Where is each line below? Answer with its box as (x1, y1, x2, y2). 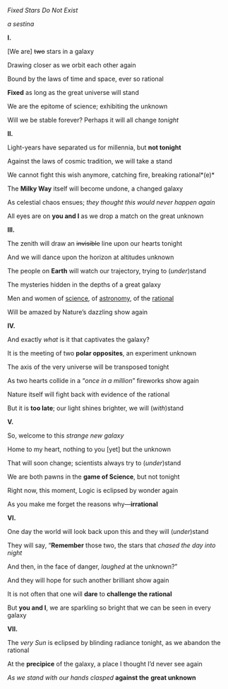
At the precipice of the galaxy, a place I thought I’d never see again (7, 660, 203, 668)
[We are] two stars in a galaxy (7, 47, 94, 55)
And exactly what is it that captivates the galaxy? (7, 336, 150, 343)
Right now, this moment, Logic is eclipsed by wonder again (7, 486, 179, 494)
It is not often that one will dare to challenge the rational (7, 590, 172, 598)
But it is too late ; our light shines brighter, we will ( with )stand (7, 404, 184, 412)
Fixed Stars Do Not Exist (7, 6, 78, 14)
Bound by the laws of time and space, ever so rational (7, 74, 164, 83)
